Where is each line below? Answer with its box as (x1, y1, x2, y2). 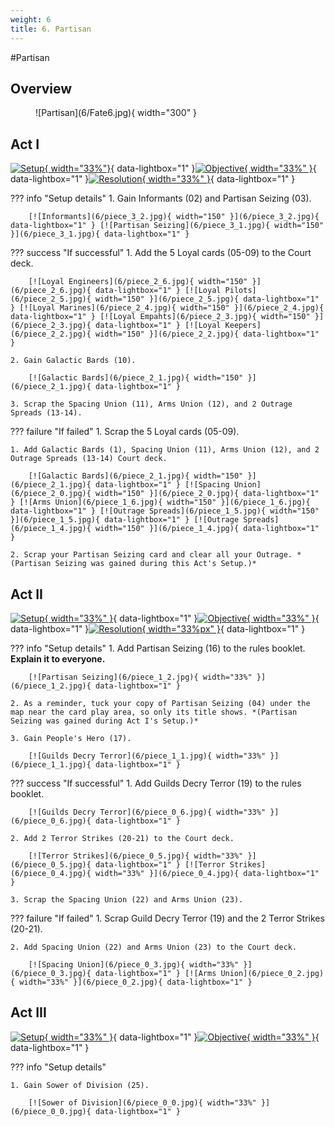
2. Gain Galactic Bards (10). (10, 356, 137, 366)
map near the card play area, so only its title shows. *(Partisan (10, 707, 298, 717)
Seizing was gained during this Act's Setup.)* (54, 559, 257, 569)
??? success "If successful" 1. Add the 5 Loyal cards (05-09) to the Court (10, 247, 312, 259)
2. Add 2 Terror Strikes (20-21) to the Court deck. (10, 833, 235, 843)
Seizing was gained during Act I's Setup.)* (10, 716, 199, 726)
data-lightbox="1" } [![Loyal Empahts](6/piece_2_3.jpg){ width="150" (10, 312, 311, 322)
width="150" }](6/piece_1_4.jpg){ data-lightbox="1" (95, 524, 320, 534)
